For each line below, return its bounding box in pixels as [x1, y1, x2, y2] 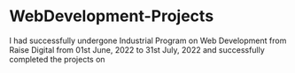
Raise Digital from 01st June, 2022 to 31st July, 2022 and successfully [9, 44, 266, 55]
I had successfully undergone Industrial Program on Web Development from [9, 35, 287, 46]
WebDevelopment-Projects [9, 6, 214, 26]
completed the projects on [9, 54, 105, 64]
